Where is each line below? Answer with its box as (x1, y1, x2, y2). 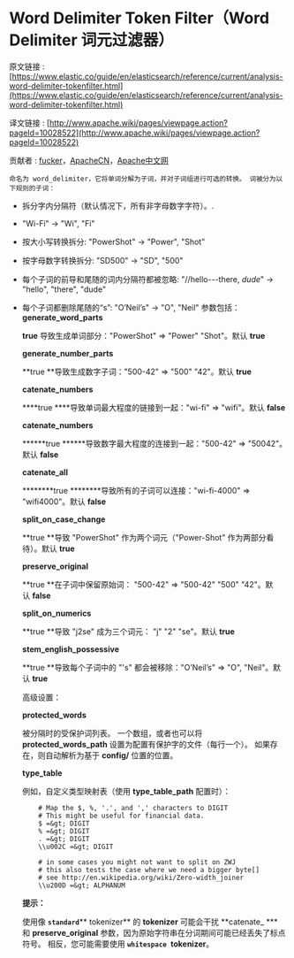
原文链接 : (9, 61, 45, 72)
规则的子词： (15, 183, 56, 193)
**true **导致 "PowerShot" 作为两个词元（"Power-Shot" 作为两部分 (21, 532, 267, 542)
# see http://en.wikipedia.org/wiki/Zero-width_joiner (38, 873, 245, 882)
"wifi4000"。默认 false (21, 496, 107, 507)
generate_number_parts (21, 348, 114, 358)
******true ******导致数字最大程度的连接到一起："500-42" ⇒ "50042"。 (21, 438, 288, 448)
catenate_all (21, 466, 69, 478)
